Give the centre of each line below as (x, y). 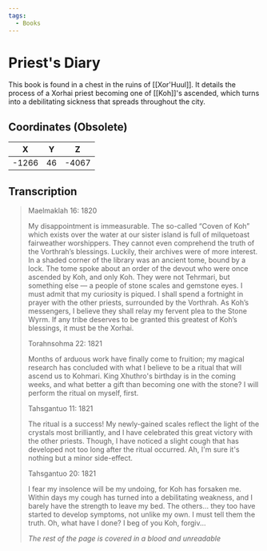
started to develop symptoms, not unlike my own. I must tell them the (141, 515)
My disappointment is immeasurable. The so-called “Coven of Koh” (139, 226)
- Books (28, 23)
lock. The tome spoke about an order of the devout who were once (138, 269)
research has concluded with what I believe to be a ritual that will (135, 368)
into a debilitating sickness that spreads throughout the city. (107, 102)
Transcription (43, 192)
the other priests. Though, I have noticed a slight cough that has (133, 441)
